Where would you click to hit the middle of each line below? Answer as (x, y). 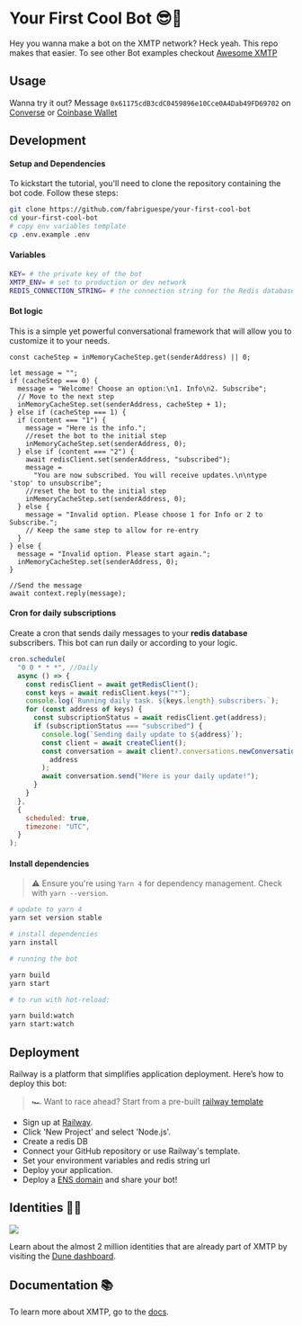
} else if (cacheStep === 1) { (68, 412)
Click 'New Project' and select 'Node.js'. (97, 1132)
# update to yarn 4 (46, 909)
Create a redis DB (55, 1141)
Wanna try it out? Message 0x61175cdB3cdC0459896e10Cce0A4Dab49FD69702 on (150, 103)
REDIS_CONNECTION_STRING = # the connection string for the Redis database (152, 291)
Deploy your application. (67, 1169)
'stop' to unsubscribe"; (56, 483)
